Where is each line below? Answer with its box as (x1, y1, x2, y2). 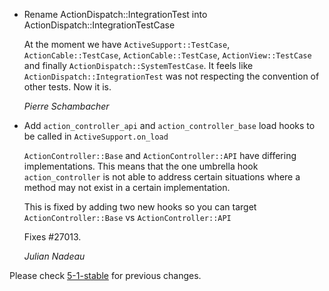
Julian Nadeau (23, 250, 86, 262)
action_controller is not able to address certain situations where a (23, 171, 301, 183)
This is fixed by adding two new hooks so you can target (23, 201, 257, 213)
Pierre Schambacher (23, 100, 110, 112)
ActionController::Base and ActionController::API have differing (23, 150, 297, 161)
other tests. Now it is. (23, 81, 112, 93)
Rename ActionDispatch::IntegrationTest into (23, 9, 208, 20)
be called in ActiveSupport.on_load (23, 130, 169, 142)
